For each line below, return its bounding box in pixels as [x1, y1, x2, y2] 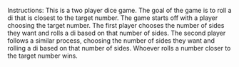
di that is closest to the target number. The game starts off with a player [7, 14, 218, 22]
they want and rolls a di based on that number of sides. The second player [7, 29, 226, 37]
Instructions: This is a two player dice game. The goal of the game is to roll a [7, 6, 232, 14]
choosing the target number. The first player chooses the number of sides [7, 21, 225, 29]
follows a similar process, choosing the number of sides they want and [7, 36, 215, 45]
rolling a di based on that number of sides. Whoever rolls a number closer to [7, 44, 231, 52]
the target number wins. [7, 51, 78, 60]
